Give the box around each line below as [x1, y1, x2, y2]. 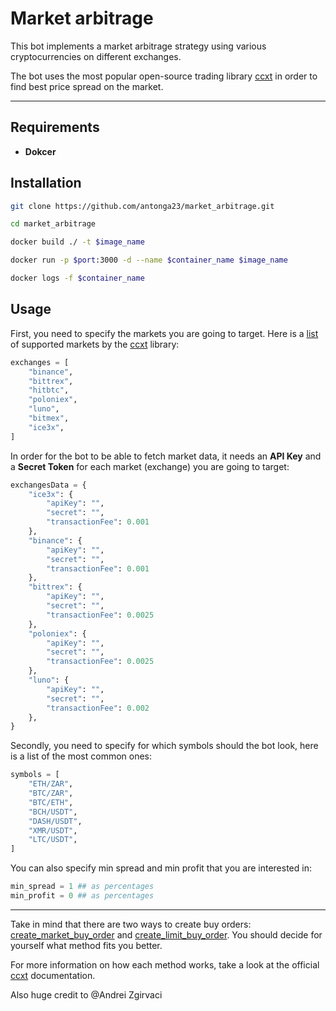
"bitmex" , [28, 413, 70, 423]
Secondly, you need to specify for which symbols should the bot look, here [10, 740, 319, 752]
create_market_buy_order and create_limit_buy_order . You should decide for [10, 928, 323, 941]
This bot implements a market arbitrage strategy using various [10, 40, 267, 52]
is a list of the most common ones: [10, 750, 153, 762]
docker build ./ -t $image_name [10, 237, 145, 247]
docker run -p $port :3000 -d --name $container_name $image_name [10, 255, 288, 266]
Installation [10, 175, 82, 192]
